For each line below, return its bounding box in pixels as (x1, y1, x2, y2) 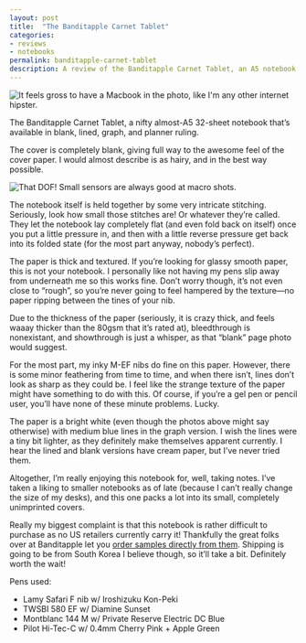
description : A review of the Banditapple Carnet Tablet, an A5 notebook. (9, 65, 301, 74)
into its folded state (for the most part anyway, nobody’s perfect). (9, 238, 255, 249)
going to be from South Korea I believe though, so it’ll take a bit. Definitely (9, 548, 287, 559)
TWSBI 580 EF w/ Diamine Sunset (22, 603, 151, 614)
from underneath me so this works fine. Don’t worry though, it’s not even (9, 275, 283, 286)
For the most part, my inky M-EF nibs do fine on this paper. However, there (9, 359, 290, 370)
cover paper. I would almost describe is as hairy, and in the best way (9, 154, 268, 165)
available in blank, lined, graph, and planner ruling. (9, 126, 199, 137)
